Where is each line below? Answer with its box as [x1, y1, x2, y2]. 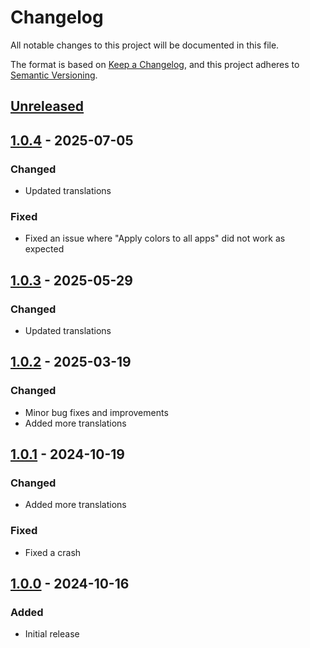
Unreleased [10, 98, 85, 115]
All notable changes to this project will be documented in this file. [10, 39, 280, 51]
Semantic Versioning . [10, 69, 98, 81]
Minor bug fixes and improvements [24, 406, 169, 418]
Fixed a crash [24, 546, 82, 558]
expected [24, 243, 65, 255]
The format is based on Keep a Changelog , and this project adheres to [10, 58, 300, 70]
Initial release [24, 628, 80, 640]
